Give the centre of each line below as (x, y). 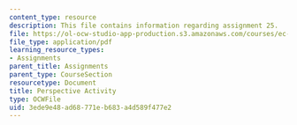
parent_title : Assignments (59, 67)
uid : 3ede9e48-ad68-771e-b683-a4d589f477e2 (91, 107)
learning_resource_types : (57, 50)
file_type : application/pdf (61, 42)
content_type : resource (53, 17)
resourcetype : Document (53, 83)
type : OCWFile (35, 99)
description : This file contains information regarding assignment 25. (144, 26)
